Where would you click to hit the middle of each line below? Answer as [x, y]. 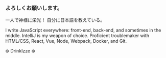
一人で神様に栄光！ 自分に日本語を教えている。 [54, 20]
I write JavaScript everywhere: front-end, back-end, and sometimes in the [83, 30]
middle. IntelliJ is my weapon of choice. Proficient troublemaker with [77, 36]
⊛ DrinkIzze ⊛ [20, 51]
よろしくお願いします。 [34, 8]
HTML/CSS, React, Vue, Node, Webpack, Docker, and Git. [66, 41]
